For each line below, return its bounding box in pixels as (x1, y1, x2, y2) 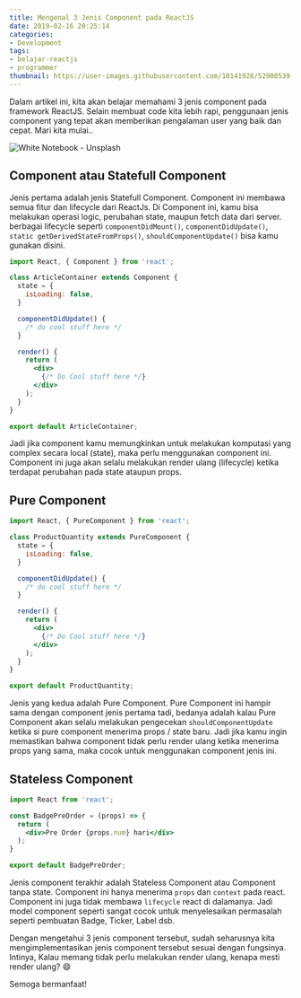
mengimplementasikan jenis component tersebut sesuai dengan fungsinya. (9, 942, 287, 953)
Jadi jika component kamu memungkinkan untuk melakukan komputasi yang (9, 438, 291, 449)
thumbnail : (9, 72, 50, 81)
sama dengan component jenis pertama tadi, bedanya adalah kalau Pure (9, 707, 276, 718)
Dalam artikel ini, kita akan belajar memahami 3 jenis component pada (9, 96, 267, 107)
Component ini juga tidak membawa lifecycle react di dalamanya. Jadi (9, 897, 273, 907)
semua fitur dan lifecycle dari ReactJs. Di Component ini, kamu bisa (9, 201, 259, 212)
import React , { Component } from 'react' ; (9, 257, 175, 266)
